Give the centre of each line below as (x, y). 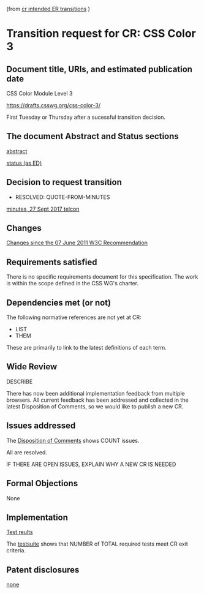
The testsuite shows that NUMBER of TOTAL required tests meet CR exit (97, 544)
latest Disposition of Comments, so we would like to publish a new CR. (95, 406)
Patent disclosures (43, 570)
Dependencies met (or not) (59, 303)
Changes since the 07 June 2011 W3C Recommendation (77, 243)
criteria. (16, 551)
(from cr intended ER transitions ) (48, 9)
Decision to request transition (64, 182)
